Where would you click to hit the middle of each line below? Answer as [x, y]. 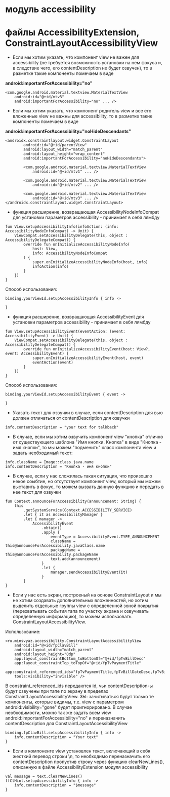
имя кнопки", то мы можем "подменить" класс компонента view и [84, 448]
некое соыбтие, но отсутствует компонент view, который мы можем [87, 482]
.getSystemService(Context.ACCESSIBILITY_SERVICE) [78, 510]
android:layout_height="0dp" [45, 654]
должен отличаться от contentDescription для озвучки [71, 418]
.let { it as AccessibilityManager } [63, 515]
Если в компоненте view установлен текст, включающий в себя [81, 751]
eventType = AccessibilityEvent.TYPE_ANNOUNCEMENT [105, 537]
